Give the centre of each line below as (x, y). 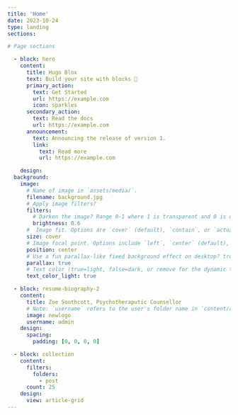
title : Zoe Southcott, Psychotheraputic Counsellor (104, 302)
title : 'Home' (28, 14)
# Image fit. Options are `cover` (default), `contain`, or (118, 230)
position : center (52, 250)
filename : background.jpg (64, 197)
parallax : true (49, 263)
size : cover (44, 237)
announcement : (47, 132)
